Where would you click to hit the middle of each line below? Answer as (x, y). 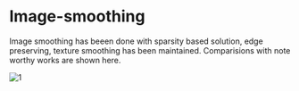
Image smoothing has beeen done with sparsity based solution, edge (136, 41)
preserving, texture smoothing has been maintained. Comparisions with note (150, 50)
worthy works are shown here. (65, 60)
